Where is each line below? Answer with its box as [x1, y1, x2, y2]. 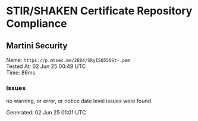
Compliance [6, 17, 67, 30]
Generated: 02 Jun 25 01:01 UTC [6, 109, 86, 116]
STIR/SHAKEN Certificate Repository [6, 4, 193, 18]
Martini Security [6, 41, 68, 51]
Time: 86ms [6, 69, 36, 76]
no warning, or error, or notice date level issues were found [6, 97, 152, 105]
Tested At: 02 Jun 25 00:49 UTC [6, 63, 86, 70]
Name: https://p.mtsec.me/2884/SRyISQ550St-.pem [6, 57, 131, 63]
